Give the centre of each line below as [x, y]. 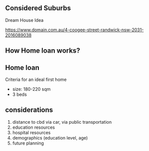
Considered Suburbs [38, 8]
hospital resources [31, 132]
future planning [28, 143]
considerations [29, 110]
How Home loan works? [43, 51]
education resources [34, 127]
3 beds [20, 94]
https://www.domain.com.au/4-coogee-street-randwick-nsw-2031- [74, 30]
